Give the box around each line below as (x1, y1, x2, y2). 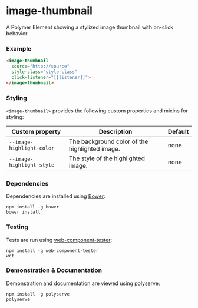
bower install (6, 209, 41, 216)
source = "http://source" (11, 64, 70, 69)
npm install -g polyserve (6, 291, 70, 297)
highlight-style (9, 161, 55, 168)
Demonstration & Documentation (6, 266, 102, 274)
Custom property (11, 127, 61, 135)
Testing (6, 223, 28, 231)
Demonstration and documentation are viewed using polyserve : (6, 280, 160, 287)
